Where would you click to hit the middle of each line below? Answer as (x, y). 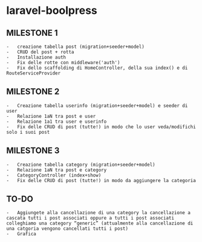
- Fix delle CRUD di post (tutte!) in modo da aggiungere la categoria (101, 180)
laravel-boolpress (52, 11)
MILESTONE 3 (33, 151)
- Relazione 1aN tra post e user (51, 116)
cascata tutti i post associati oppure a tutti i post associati (90, 218)
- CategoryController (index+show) (54, 175)
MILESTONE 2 (33, 92)
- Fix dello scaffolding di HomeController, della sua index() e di (97, 68)
